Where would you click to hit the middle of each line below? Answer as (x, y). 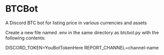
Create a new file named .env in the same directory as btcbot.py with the (82, 32)
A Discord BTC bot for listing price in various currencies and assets (76, 23)
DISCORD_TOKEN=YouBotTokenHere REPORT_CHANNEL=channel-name (82, 47)
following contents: (26, 38)
